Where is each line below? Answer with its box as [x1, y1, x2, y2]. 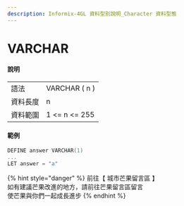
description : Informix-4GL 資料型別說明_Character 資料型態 [7, 10, 177, 18]
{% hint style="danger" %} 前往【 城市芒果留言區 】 [7, 174, 159, 182]
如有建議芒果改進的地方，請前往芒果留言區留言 [7, 182, 143, 191]
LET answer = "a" [7, 160, 59, 167]
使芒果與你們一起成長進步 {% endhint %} [7, 191, 126, 200]
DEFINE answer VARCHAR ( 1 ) [7, 147, 83, 155]
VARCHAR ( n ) [46, 84, 96, 94]
